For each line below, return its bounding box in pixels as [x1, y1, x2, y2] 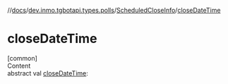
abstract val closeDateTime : [7, 68, 88, 77]
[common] [7, 54, 37, 62]
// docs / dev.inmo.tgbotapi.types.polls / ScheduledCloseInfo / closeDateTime [7, 6, 221, 14]
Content [7, 61, 31, 70]
